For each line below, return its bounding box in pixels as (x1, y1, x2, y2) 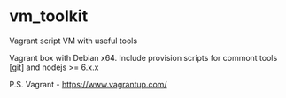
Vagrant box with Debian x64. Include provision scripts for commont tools (9, 52, 278, 63)
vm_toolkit (9, 6, 89, 26)
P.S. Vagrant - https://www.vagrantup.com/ (9, 79, 167, 89)
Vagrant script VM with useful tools (9, 35, 138, 46)
